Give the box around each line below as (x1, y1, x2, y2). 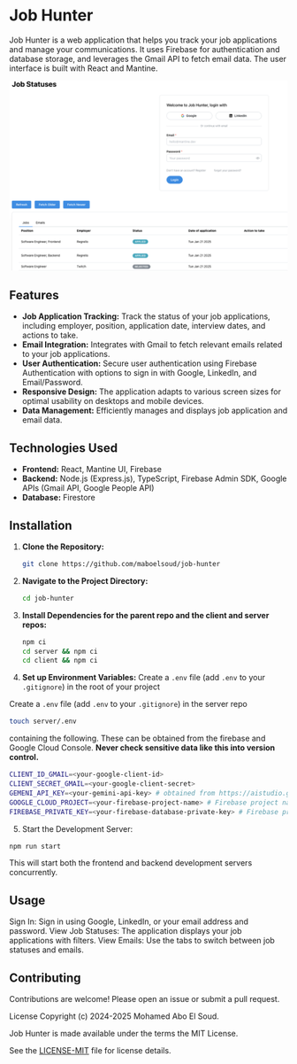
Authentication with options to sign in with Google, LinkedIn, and (21, 368, 257, 378)
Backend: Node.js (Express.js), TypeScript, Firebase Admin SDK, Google (21, 473, 287, 484)
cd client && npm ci (21, 656, 98, 665)
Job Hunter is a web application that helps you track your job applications (9, 35, 278, 45)
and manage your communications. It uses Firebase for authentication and (9, 43, 280, 54)
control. (9, 752, 40, 763)
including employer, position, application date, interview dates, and (21, 321, 266, 331)
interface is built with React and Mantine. (9, 63, 158, 74)
